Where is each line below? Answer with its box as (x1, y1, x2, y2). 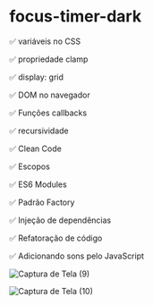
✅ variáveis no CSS (9, 36, 81, 47)
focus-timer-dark (9, 6, 141, 27)
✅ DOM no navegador (9, 89, 91, 100)
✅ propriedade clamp (9, 54, 89, 64)
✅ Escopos (9, 161, 51, 172)
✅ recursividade (9, 125, 69, 136)
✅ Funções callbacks (9, 107, 88, 118)
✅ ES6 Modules (9, 179, 67, 190)
